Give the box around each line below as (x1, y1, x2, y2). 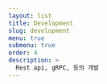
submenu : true (8, 42, 56, 50)
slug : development (8, 26, 70, 34)
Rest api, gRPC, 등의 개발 (15, 64, 99, 72)
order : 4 (8, 49, 38, 57)
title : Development (8, 19, 74, 27)
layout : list (8, 11, 52, 20)
